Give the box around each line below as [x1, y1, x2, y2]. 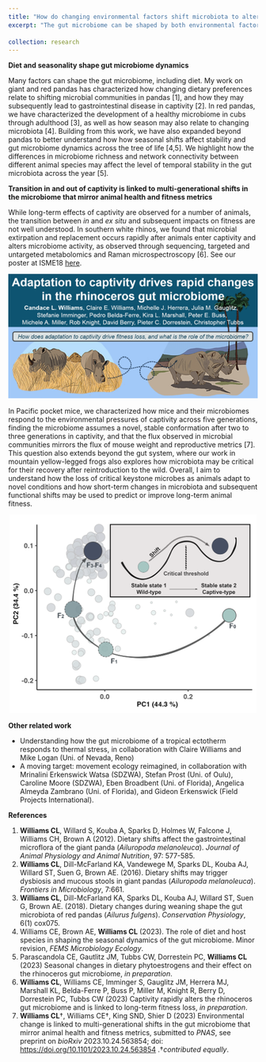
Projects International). [19, 795, 94, 804]
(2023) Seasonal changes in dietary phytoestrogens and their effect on [19, 961, 252, 970]
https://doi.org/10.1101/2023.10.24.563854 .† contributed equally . [19, 1045, 230, 1054]
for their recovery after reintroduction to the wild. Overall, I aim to [8, 465, 220, 475]
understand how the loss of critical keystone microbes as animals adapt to [8, 474, 251, 483]
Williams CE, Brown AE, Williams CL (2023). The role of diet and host [19, 927, 246, 937]
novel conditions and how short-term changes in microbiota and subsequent [8, 482, 258, 491]
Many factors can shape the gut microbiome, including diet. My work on [8, 76, 243, 86]
